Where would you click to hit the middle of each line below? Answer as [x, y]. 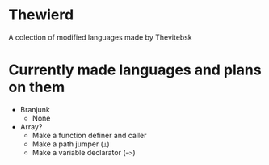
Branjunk [35, 109]
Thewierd [41, 15]
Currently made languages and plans [135, 70]
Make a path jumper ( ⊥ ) [71, 144]
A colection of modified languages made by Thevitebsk [100, 37]
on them [37, 87]
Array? [31, 126]
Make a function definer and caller [89, 135]
